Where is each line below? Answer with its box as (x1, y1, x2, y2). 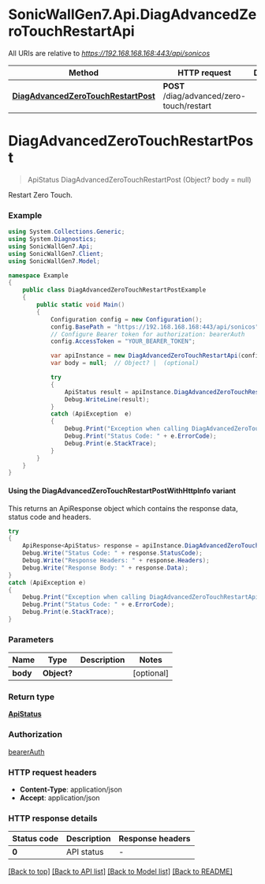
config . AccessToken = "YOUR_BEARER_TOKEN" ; (50, 337, 196, 345)
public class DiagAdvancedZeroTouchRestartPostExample (22, 286, 207, 294)
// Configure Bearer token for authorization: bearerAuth (50, 330, 245, 338)
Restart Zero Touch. (8, 190, 73, 199)
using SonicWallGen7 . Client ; (8, 250, 104, 258)
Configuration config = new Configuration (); (50, 315, 203, 323)
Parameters (8, 634, 54, 645)
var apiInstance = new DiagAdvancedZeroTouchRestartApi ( (50, 352, 242, 360)
